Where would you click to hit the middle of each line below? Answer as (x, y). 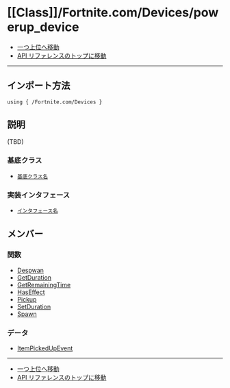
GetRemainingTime (44, 284)
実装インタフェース (39, 195)
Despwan (30, 270)
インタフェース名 (37, 211)
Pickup (27, 299)
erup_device (43, 27)
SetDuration (34, 306)
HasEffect (31, 292)
